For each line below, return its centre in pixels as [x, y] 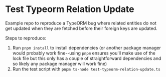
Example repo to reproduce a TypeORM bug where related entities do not [81, 23]
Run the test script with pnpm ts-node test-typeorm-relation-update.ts [86, 69]
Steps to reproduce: [26, 38]
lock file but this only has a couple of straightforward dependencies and [87, 58]
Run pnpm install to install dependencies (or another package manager [87, 47]
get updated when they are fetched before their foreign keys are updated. [81, 28]
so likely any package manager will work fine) [60, 63]
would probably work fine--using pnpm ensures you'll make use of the [84, 53]
